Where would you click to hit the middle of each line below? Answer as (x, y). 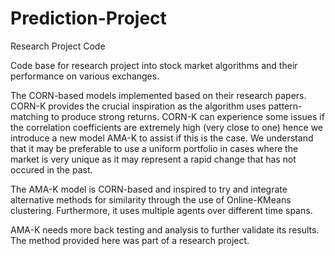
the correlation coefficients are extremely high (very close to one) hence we (167, 127)
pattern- (285, 106)
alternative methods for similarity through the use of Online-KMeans (151, 199)
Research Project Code (58, 46)
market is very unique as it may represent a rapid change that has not (153, 159)
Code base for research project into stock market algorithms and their (154, 65)
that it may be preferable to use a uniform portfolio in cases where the (154, 148)
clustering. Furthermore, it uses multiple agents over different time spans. (161, 210)
